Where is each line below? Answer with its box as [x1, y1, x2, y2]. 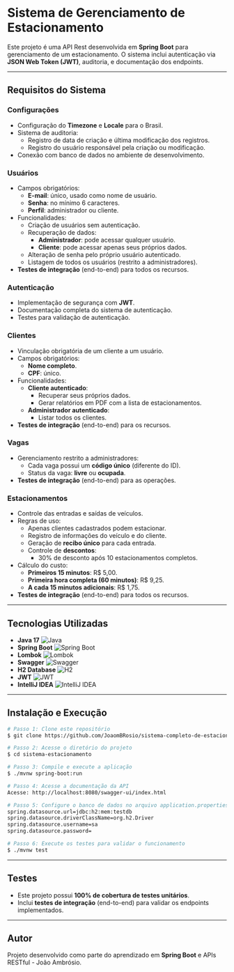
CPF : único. [27, 369, 61, 377]
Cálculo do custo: [17, 561, 68, 569]
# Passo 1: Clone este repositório [7, 725, 111, 732]
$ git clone [7, 732, 42, 739]
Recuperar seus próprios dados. [38, 391, 131, 399]
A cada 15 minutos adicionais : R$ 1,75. [27, 583, 140, 592]
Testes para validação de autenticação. [17, 314, 131, 322]
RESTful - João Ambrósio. [7, 958, 82, 966]
